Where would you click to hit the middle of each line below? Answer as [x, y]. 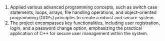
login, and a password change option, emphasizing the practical [76, 28]
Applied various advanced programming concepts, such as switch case [83, 7]
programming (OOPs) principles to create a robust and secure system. [82, 18]
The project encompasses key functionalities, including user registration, [85, 23]
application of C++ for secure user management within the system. [79, 33]
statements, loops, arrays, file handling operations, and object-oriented [83, 12]
